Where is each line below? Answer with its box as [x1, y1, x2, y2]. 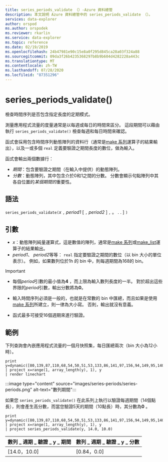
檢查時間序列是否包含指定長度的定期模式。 [5, 111, 93, 117]
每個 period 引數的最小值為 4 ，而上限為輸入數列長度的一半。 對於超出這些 [12, 278, 163, 284]
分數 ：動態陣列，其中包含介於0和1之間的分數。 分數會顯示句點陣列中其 [12, 172, 159, 178]
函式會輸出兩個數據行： [5, 156, 53, 162]
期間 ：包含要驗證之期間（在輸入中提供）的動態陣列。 [12, 166, 122, 172]
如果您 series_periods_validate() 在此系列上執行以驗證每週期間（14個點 [5, 397, 156, 403]
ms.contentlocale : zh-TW [5, 63, 57, 68]
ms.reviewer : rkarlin [5, 31, 50, 36]
